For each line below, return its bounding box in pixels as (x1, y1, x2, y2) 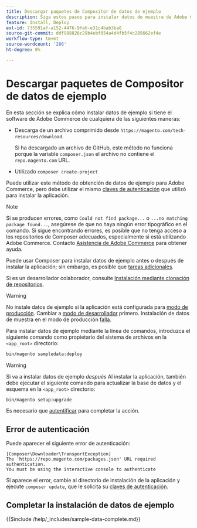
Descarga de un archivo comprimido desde (14, 127, 119, 134)
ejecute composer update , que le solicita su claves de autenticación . (6, 483, 169, 490)
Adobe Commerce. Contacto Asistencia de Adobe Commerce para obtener (6, 239, 188, 246)
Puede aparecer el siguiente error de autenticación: (6, 440, 131, 447)
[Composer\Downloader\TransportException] (6, 451, 111, 457)
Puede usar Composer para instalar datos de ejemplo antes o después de (6, 257, 184, 264)
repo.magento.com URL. (14, 156, 70, 163)
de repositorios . (6, 281, 45, 288)
